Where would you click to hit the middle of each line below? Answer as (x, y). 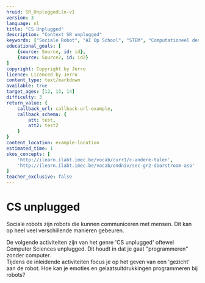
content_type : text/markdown (43, 80)
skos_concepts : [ (28, 154)
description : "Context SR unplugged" (54, 35)
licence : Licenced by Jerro (42, 75)
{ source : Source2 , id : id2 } (53, 57)
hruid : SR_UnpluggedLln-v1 (41, 12)
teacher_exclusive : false (39, 177)
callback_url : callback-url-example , (65, 108)
